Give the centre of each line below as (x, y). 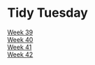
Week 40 (20, 39)
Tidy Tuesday (48, 13)
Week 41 (20, 47)
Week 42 (20, 55)
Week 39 (20, 32)
